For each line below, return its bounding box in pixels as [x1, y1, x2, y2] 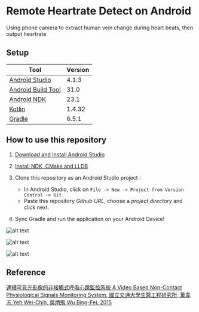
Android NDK [9, 95, 46, 103]
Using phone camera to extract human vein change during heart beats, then [6, 24, 193, 31]
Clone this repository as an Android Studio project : [14, 174, 142, 181]
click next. [23, 204, 50, 211]
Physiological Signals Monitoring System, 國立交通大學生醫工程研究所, [6, 292, 179, 299]
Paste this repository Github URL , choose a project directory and [23, 197, 183, 204]
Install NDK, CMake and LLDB [14, 162, 88, 169]
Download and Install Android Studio [14, 151, 105, 158]
